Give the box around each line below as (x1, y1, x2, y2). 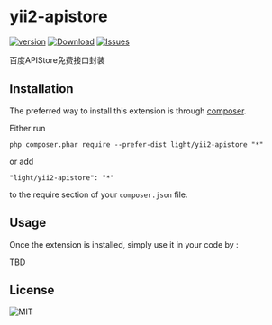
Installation (9, 81, 74, 96)
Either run (9, 122, 46, 133)
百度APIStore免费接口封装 (9, 54, 105, 65)
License (9, 282, 55, 298)
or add (9, 156, 34, 167)
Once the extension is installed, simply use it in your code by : (9, 239, 239, 249)
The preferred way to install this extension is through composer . (9, 105, 247, 116)
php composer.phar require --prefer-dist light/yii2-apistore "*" (9, 140, 264, 149)
